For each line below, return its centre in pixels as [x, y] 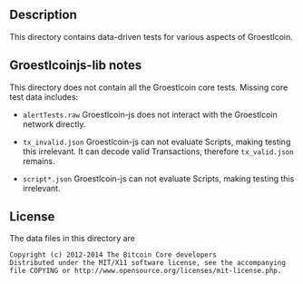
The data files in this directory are [73, 239]
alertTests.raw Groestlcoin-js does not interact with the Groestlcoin [150, 114]
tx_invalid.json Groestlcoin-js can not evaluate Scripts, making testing [156, 142]
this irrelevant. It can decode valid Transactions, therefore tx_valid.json [158, 151]
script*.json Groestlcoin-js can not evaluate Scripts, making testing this [158, 178]
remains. [39, 161]
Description [43, 15]
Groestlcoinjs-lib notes [76, 66]
